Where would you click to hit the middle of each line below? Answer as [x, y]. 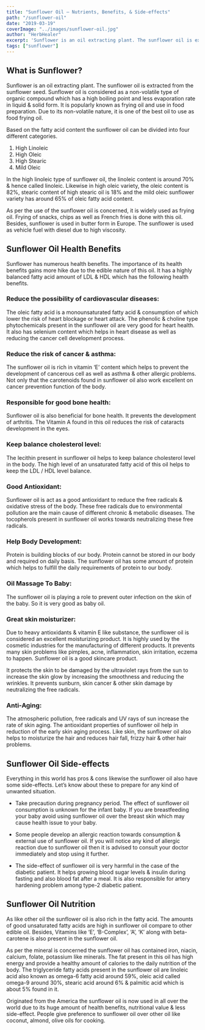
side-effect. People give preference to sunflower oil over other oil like [93, 1014]
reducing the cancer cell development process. [66, 338]
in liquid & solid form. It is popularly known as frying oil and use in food [95, 105]
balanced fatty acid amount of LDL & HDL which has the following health [98, 277]
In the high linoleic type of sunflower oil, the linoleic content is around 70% [100, 179]
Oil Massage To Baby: [39, 584]
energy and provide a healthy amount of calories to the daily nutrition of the [101, 963]
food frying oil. [25, 118]
